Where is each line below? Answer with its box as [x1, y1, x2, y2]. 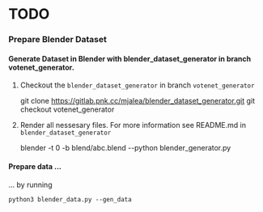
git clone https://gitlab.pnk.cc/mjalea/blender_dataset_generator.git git [19, 96, 255, 106]
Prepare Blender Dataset [8, 34, 108, 45]
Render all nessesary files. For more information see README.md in [19, 121, 247, 130]
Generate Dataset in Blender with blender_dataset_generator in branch [8, 53, 252, 63]
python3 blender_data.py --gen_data [8, 195, 132, 203]
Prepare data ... [8, 161, 62, 171]
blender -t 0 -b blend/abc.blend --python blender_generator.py [19, 143, 231, 153]
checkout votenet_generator [19, 104, 115, 114]
